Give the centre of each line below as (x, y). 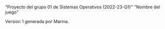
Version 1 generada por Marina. (37, 22)
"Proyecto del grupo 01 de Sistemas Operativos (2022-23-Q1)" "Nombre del (82, 7)
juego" (12, 12)
